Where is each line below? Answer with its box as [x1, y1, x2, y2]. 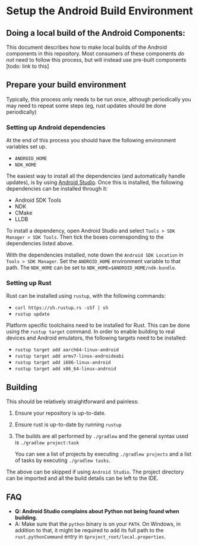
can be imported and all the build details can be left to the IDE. [6, 475, 159, 482]
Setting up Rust [6, 279, 52, 287]
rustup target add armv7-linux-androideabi [14, 353, 125, 360]
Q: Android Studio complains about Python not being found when [14, 508, 179, 515]
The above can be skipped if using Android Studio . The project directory [6, 469, 184, 476]
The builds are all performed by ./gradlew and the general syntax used [14, 433, 188, 440]
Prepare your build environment [6, 80, 127, 90]
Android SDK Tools [14, 196, 61, 204]
